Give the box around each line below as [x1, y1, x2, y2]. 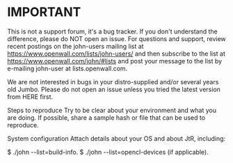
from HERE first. [7, 92, 54, 101]
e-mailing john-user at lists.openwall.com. [7, 64, 128, 72]
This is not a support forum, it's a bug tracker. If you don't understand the [7, 27, 218, 36]
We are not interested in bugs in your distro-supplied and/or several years [7, 77, 219, 86]
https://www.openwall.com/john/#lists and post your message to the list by [7, 56, 223, 65]
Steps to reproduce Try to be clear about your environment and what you [7, 106, 217, 114]
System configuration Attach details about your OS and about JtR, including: [7, 134, 226, 143]
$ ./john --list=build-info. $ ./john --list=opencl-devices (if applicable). [7, 148, 209, 156]
